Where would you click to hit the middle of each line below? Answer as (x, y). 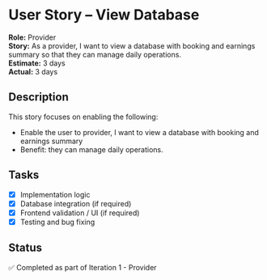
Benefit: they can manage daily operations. (91, 149)
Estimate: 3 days (37, 63)
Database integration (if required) (76, 203)
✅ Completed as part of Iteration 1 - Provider (83, 267)
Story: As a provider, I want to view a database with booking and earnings (132, 45)
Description (38, 98)
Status (25, 248)
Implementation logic (55, 194)
